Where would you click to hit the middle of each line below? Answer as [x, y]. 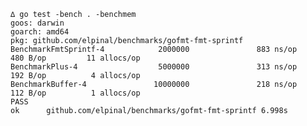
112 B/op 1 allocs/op [75, 93]
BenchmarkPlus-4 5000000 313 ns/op [154, 67]
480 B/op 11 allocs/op [75, 58]
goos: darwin [37, 23]
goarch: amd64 [40, 32]
